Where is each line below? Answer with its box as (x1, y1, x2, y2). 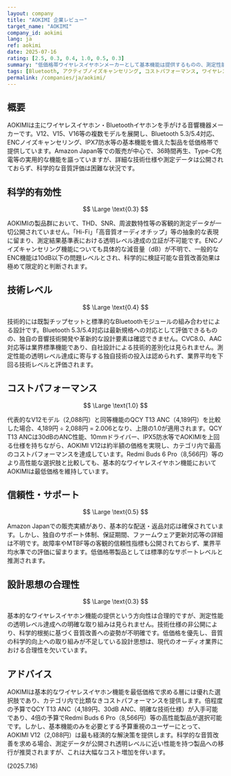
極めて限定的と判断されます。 (7, 263, 91, 270)
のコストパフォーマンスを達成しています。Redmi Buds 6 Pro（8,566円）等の (7, 449, 224, 458)
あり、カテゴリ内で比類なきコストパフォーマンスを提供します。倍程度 (25, 697, 223, 705)
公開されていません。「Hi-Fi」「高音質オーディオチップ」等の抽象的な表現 (12, 228, 219, 236)
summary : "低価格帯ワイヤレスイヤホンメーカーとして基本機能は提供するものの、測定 (7, 61, 217, 68)
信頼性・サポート (7, 489, 80, 501)
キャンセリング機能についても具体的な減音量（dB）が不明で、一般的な (19, 245, 219, 253)
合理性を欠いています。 (25, 646, 91, 655)
